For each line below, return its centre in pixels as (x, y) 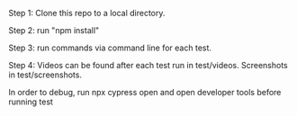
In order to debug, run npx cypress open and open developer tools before (145, 92)
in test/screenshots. (45, 75)
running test (31, 102)
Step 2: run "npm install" (54, 30)
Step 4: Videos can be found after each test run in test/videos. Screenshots (148, 65)
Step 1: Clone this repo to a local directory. (87, 13)
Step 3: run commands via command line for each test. (110, 48)
